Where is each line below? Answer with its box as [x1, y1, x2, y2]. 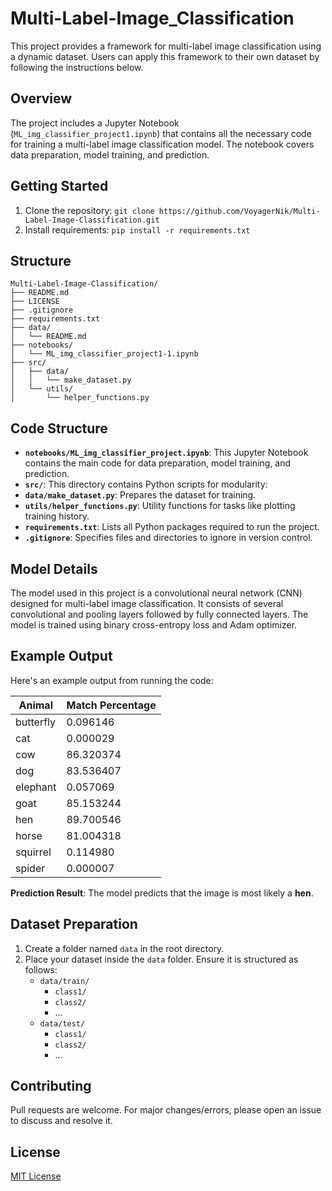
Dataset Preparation [10, 916, 138, 933]
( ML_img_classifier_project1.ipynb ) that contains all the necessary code [10, 127, 312, 139]
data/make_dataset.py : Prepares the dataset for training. [24, 489, 257, 501]
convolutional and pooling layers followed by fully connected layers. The [10, 608, 309, 620]
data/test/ [39, 1018, 86, 1029]
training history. [24, 510, 90, 522]
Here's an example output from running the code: [10, 674, 214, 686]
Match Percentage [66, 698, 157, 712]
